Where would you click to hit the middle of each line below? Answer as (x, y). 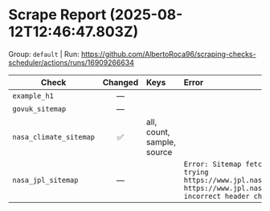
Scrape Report (57, 15)
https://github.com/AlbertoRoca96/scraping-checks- (168, 54)
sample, (161, 142)
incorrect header (217, 196)
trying (196, 172)
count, (158, 132)
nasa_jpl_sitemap (45, 180)
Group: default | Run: (44, 54)
